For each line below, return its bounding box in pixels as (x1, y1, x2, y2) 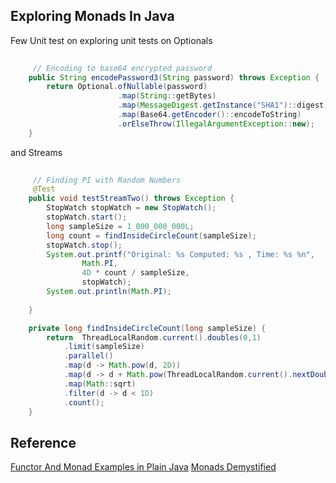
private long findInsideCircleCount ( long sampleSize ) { (28, 323, 267, 333)
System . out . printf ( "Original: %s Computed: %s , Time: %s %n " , (46, 249, 315, 259)
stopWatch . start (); (46, 212, 128, 223)
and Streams (10, 146, 63, 158)
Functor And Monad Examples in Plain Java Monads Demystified (10, 461, 277, 473)
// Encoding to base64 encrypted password (32, 63, 213, 73)
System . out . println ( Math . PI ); (46, 287, 172, 297)
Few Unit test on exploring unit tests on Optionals (10, 34, 213, 46)
